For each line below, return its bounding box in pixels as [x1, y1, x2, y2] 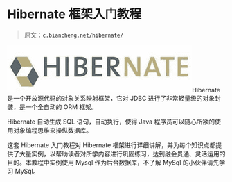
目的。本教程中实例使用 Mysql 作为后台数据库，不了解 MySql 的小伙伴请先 [7, 158, 220, 167]
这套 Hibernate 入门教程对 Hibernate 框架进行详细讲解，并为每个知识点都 [7, 140, 216, 149]
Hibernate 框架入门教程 [7, 6, 142, 22]
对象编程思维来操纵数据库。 [12, 126, 92, 134]
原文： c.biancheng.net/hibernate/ [24, 31, 123, 39]
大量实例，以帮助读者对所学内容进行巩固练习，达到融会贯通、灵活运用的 [19, 149, 226, 158]
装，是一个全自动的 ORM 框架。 [7, 102, 98, 111]
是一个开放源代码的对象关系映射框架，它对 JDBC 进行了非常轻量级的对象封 [7, 94, 222, 102]
